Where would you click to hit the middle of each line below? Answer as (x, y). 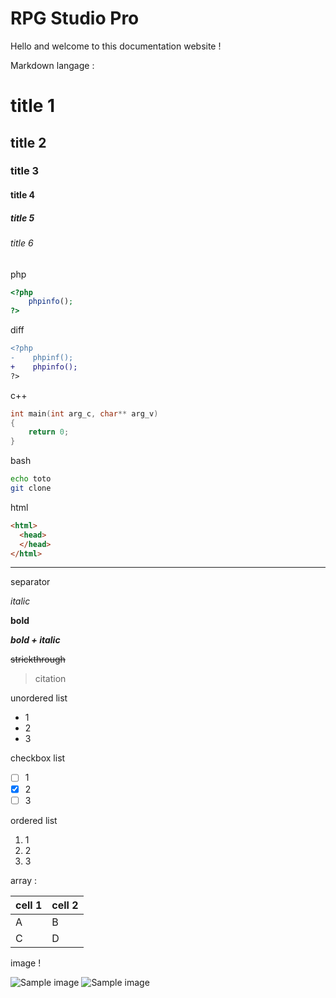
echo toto (31, 479)
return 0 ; (49, 432)
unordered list (39, 698)
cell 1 (29, 905)
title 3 (25, 171)
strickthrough (38, 659)
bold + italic (35, 640)
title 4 (22, 195)
